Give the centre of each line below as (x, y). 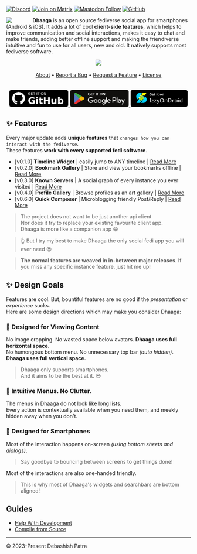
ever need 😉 (36, 249)
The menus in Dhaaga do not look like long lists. (64, 403)
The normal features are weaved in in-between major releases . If (101, 260)
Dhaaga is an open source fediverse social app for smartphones (110, 20)
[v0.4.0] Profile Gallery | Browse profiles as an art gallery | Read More (99, 193)
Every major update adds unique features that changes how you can (88, 138)
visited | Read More (38, 186)
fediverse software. (30, 52)
